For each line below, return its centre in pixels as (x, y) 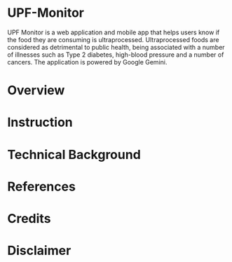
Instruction (40, 122)
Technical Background (74, 154)
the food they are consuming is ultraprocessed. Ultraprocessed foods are (113, 39)
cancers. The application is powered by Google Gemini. (87, 62)
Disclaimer (39, 251)
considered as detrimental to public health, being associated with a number (116, 47)
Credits (29, 218)
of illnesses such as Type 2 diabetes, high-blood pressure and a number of (116, 55)
